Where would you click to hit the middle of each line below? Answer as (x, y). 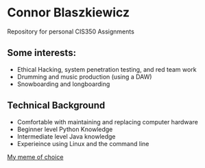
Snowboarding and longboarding (63, 84)
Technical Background (56, 106)
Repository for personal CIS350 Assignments (71, 31)
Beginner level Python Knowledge (65, 129)
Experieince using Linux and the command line (83, 143)
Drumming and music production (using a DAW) (84, 76)
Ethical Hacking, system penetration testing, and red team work (107, 69)
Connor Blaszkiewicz (69, 13)
